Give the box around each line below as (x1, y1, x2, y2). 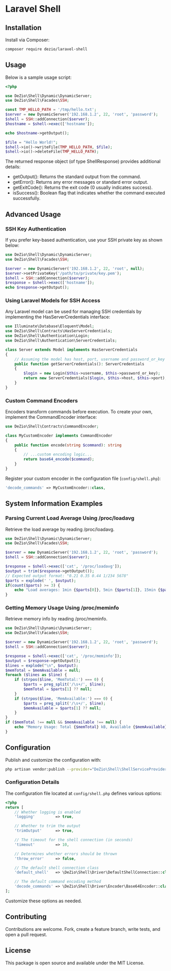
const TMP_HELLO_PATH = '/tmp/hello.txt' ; (5, 107, 97, 112)
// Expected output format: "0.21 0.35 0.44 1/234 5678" (5, 573, 129, 578)
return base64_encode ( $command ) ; (23, 456, 95, 462)
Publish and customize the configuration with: (5, 757, 102, 763)
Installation (5, 23, 42, 32)
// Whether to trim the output (14, 823, 81, 829)
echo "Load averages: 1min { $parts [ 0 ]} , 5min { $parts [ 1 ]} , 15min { (14, 587, 160, 593)
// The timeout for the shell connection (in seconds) (14, 838, 133, 843)
